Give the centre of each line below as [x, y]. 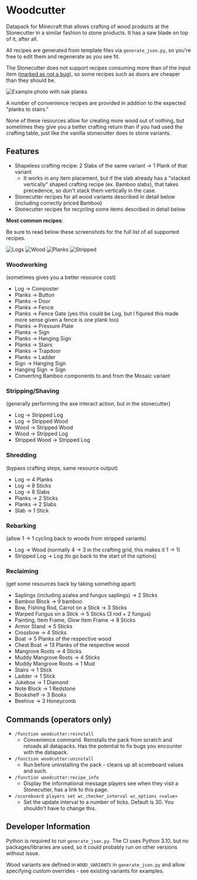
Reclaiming [23, 571]
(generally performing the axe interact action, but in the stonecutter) [89, 404]
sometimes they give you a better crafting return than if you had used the [94, 127]
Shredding [21, 455]
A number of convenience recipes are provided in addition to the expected [96, 103]
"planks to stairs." [27, 109]
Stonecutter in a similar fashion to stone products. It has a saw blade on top [97, 32]
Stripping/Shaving [33, 391]
